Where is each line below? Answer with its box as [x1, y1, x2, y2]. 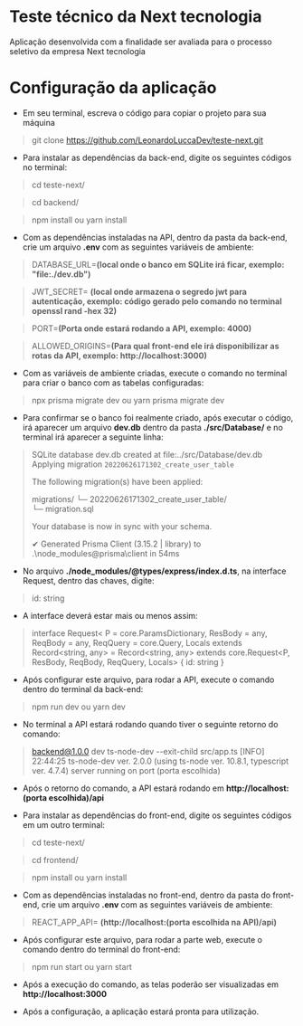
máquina [22, 117, 56, 128]
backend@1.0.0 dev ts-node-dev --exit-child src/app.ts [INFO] [31, 746, 265, 756]
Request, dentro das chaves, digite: [22, 575, 156, 585]
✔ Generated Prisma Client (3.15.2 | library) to [31, 538, 202, 549]
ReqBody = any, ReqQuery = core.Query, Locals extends [31, 637, 242, 648]
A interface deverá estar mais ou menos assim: [22, 610, 198, 621]
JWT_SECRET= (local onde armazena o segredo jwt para [31, 286, 247, 297]
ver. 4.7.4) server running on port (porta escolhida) [31, 765, 222, 775]
